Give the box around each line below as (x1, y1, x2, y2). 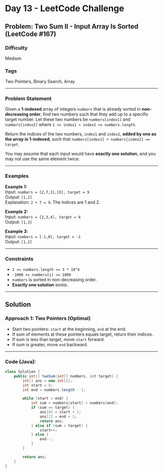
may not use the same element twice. (5, 156, 80, 162)
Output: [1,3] (5, 219, 33, 225)
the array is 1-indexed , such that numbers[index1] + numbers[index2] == (5, 136, 150, 142)
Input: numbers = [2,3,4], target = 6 (5, 214, 81, 220)
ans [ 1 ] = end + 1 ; (39, 414, 77, 419)
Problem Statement (5, 95, 52, 102)
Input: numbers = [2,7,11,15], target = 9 (5, 189, 90, 195)
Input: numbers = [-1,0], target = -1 (5, 234, 81, 239)
